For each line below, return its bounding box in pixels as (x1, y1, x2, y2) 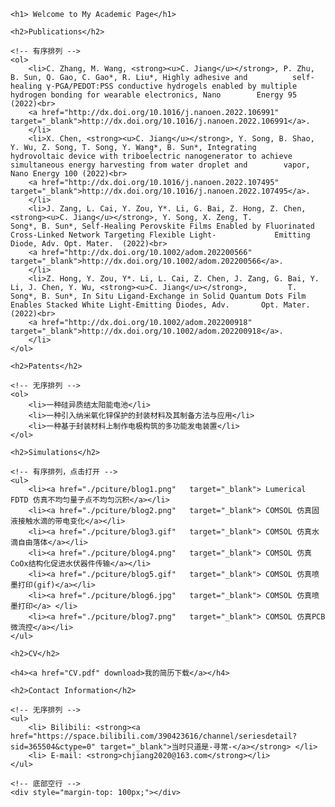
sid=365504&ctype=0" (10, 742, 97, 752)
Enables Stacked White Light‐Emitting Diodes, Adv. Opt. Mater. (10, 300, 311, 310)
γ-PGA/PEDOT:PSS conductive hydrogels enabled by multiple (46, 81, 298, 91)
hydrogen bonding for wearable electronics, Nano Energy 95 (10, 90, 298, 100)
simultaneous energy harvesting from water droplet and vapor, (10, 160, 311, 170)
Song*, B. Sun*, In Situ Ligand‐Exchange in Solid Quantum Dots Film (10, 291, 307, 301)
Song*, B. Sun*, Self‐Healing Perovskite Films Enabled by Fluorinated (10, 221, 315, 231)
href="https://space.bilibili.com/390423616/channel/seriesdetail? (10, 731, 298, 741)
